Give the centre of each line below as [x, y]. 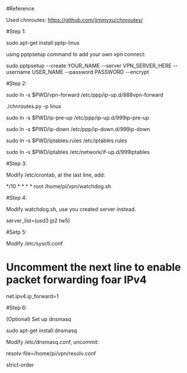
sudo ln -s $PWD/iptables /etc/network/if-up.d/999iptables [78, 152]
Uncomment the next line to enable [93, 267]
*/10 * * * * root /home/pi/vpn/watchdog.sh [58, 186]
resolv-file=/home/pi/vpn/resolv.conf [51, 353]
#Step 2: [17, 83]
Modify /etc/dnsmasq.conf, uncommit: [53, 342]
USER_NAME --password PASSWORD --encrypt [90, 72]
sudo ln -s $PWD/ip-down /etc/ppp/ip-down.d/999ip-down [78, 129]
